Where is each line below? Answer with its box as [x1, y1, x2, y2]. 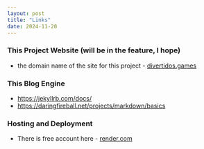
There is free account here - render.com [17, 135, 133, 143]
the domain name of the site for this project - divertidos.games [17, 61, 196, 70]
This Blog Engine [7, 79, 65, 88]
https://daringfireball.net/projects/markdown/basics [17, 101, 166, 110]
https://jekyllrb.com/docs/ [17, 94, 92, 102]
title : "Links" [7, 17, 51, 23]
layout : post [7, 10, 45, 17]
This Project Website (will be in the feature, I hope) [7, 46, 181, 55]
